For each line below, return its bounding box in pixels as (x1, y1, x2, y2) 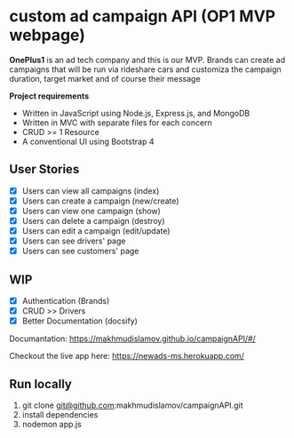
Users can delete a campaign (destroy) (21, 215, 165, 226)
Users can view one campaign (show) (21, 205, 162, 216)
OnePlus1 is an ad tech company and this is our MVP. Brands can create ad (9, 54, 286, 65)
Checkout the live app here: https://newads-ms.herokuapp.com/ (9, 351, 244, 362)
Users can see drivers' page (21, 235, 126, 246)
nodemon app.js (21, 419, 82, 429)
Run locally (9, 376, 73, 392)
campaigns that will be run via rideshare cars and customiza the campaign (9, 64, 282, 75)
